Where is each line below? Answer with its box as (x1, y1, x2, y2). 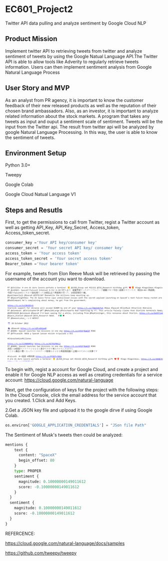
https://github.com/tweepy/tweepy (5, 550, 77, 556)
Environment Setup (5, 149, 66, 157)
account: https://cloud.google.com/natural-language (5, 377, 113, 383)
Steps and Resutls (5, 206, 63, 214)
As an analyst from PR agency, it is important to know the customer (5, 97, 144, 103)
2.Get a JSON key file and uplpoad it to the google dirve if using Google (5, 407, 152, 413)
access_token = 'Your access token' (5, 251, 81, 256)
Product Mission (5, 35, 57, 43)
